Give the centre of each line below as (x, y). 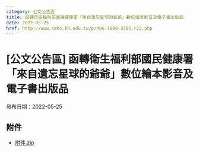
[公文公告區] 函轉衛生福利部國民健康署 (100, 59)
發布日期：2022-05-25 (34, 107)
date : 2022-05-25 (28, 23)
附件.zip (24, 142)
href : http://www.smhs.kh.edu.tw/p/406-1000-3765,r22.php (79, 28)
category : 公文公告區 (31, 12)
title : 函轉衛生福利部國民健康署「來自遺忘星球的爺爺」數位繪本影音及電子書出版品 (95, 17)
